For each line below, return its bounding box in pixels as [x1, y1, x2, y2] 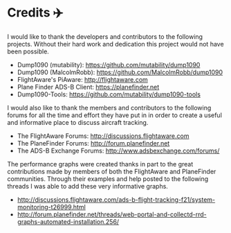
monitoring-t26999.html [17, 202, 86, 211]
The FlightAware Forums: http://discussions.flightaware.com [17, 132, 190, 140]
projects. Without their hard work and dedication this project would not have [7, 40, 224, 48]
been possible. [7, 47, 50, 55]
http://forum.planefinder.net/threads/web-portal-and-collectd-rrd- [17, 210, 207, 218]
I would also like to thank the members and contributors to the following [7, 103, 212, 112]
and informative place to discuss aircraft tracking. [7, 118, 149, 126]
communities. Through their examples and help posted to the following [7, 174, 209, 183]
